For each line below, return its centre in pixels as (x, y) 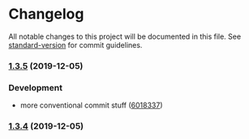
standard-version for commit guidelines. (75, 44)
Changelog (46, 14)
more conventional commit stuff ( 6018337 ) (92, 105)
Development (36, 87)
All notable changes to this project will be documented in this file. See (125, 36)
